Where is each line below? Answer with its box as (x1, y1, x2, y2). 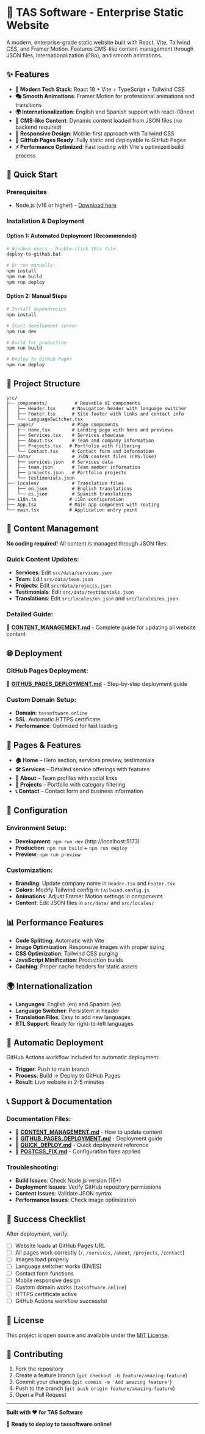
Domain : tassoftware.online (15, 709, 88, 716)
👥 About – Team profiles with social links (15, 774, 118, 782)
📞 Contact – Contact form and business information (15, 787, 143, 795)
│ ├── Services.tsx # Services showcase (6, 432, 124, 438)
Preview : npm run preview (15, 851, 81, 858)
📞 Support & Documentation (6, 1096, 112, 1106)
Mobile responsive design (15, 1277, 81, 1284)
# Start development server (6, 323, 78, 329)
